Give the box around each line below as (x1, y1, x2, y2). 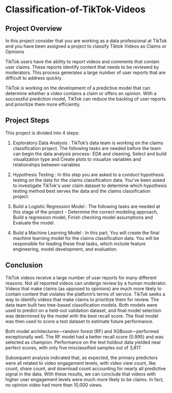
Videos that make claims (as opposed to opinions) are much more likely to (5, 285, 162, 291)
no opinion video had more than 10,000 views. (5, 382, 103, 388)
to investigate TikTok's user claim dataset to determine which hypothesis (12, 182, 167, 189)
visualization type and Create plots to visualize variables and (12, 156, 141, 162)
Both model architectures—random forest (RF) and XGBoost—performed (5, 328, 159, 334)
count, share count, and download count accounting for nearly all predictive (5, 365, 166, 371)
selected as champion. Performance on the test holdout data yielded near (5, 339, 161, 345)
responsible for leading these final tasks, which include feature (12, 240, 146, 247)
